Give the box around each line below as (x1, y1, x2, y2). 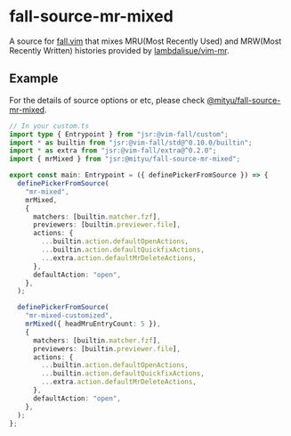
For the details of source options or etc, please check (9, 95, 206, 105)
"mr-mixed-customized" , (25, 311, 114, 320)
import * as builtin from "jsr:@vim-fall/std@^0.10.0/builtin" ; (9, 138, 253, 147)
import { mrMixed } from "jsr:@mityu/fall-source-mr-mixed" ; (9, 154, 241, 164)
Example (9, 71, 59, 86)
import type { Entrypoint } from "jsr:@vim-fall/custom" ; (9, 129, 229, 139)
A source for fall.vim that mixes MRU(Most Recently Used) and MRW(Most (9, 36, 282, 46)
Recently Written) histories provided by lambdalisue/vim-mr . (9, 45, 230, 55)
